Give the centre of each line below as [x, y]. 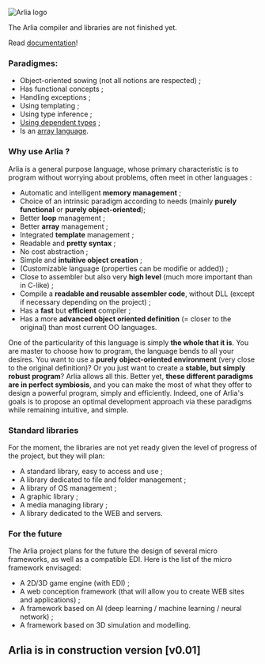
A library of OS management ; [68, 488]
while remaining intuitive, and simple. [68, 410]
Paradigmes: [33, 63]
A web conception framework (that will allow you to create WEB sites [132, 592]
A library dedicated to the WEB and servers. [91, 513]
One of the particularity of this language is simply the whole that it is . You [129, 342]
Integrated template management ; [77, 234]
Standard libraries [44, 430]
